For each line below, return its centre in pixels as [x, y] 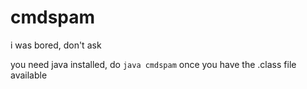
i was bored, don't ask [56, 45]
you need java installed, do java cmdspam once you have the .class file [153, 64]
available [29, 75]
